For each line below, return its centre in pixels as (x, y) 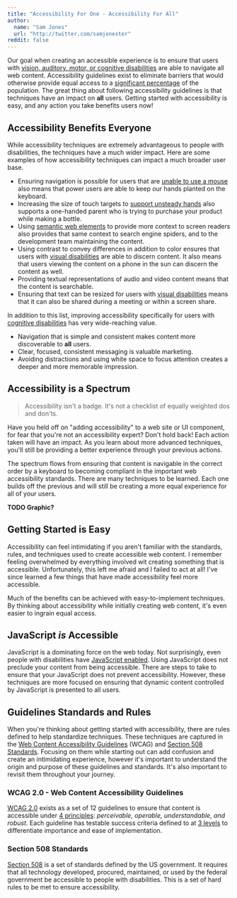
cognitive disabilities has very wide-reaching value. (82, 322)
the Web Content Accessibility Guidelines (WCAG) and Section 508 (105, 744)
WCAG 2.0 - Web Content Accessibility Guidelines (96, 792)
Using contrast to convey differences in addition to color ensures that (118, 249)
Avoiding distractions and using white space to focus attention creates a (123, 359)
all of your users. (32, 494)
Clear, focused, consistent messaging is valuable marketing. (105, 351)
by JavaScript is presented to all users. (64, 690)
